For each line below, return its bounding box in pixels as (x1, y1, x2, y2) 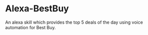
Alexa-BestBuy (5, 3, 69, 14)
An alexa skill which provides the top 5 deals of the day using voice (5, 19, 143, 25)
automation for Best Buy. (5, 24, 56, 30)
